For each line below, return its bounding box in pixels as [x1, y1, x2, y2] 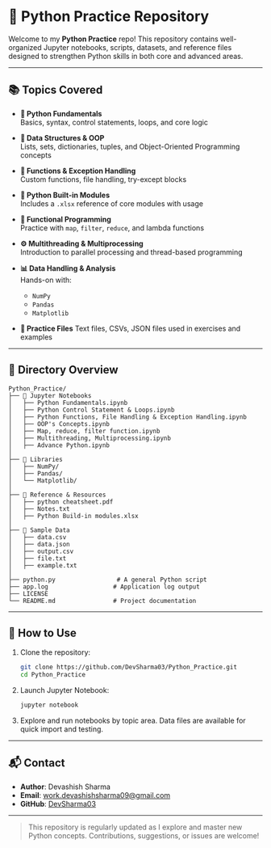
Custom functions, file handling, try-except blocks [19, 174, 187, 184]
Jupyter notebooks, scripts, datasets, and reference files [43, 42, 232, 52]
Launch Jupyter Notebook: [19, 686, 110, 695]
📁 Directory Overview [8, 363, 119, 377]
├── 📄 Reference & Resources [8, 491, 106, 499]
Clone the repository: [19, 648, 91, 657]
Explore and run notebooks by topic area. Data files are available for [19, 715, 246, 725]
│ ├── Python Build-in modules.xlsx [8, 512, 139, 520]
